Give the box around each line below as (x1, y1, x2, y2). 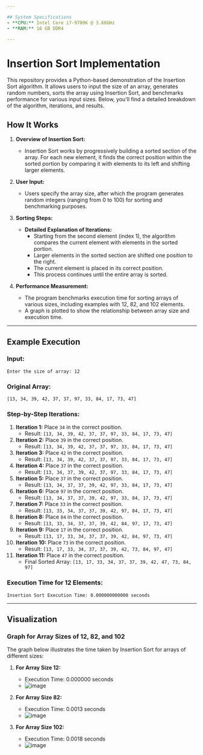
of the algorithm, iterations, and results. (7, 102, 105, 109)
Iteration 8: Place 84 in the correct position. (15, 513, 124, 520)
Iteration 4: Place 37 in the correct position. (15, 462, 124, 469)
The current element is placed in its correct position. (33, 265, 164, 272)
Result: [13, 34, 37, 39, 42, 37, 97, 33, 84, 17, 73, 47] (24, 469, 173, 476)
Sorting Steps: (15, 215, 53, 222)
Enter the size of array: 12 (7, 368, 80, 374)
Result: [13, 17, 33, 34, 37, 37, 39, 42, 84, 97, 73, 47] (24, 532, 173, 540)
